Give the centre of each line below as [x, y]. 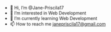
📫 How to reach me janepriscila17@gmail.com [58, 24]
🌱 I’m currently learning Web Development [53, 18]
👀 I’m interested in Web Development [48, 13]
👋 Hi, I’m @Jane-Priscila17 [37, 8]
